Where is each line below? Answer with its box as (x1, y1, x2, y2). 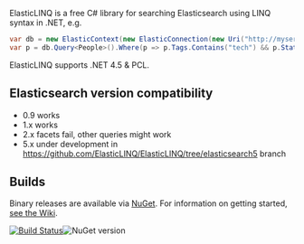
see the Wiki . (9, 208, 58, 219)
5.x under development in (22, 138, 119, 149)
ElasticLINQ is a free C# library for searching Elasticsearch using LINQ (9, 8, 271, 18)
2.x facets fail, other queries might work (22, 128, 172, 139)
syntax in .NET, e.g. (9, 17, 82, 28)
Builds (9, 174, 46, 189)
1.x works (22, 119, 59, 130)
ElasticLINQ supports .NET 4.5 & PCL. (9, 59, 150, 70)
